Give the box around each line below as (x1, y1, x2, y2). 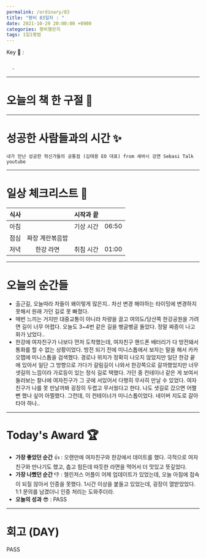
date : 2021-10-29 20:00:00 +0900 (6, 20, 92, 26)
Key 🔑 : (6, 48, 25, 56)
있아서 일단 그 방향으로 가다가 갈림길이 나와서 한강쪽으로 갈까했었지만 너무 (21, 361, 199, 368)
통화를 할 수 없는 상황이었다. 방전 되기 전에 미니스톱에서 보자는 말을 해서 (15, 345, 187, 353)
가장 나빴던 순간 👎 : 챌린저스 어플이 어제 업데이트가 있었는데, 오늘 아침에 (15, 470, 188, 478)
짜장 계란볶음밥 (26, 233, 69, 242)
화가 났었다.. (15, 330, 45, 337)
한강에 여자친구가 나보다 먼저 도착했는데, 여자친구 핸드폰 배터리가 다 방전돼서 (15, 338, 199, 345)
